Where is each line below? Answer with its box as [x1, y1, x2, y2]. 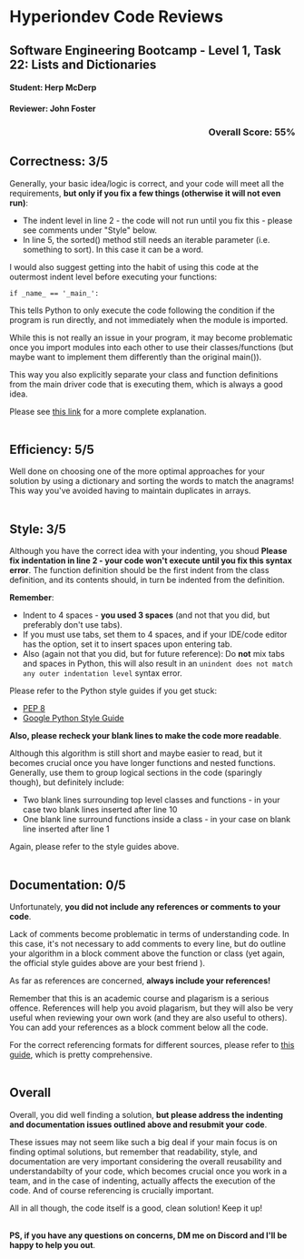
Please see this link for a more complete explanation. [9, 406, 207, 417]
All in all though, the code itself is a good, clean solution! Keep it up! [9, 1203, 263, 1214]
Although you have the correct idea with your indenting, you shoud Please [9, 546, 288, 557]
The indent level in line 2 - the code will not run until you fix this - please [22, 215, 293, 226]
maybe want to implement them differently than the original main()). [9, 351, 262, 362]
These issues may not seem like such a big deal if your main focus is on [9, 1136, 279, 1147]
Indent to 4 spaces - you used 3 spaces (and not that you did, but [22, 609, 270, 620]
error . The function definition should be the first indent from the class [9, 565, 270, 576]
